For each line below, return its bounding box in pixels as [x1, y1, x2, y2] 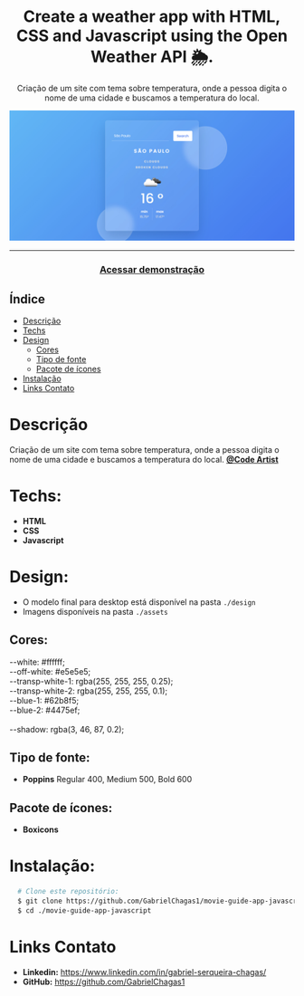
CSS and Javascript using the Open [16, 25, 288, 46]
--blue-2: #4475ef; [9, 704, 81, 715]
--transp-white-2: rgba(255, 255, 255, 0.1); [9, 685, 168, 696]
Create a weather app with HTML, [23, 6, 281, 27]
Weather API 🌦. [90, 47, 214, 67]
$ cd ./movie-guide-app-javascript [17, 905, 152, 915]
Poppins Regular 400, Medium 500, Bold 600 [22, 774, 193, 785]
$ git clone [17, 896, 63, 906]
